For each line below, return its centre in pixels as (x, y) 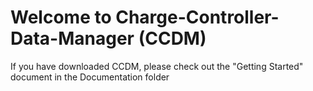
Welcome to (61, 17)
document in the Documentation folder (90, 77)
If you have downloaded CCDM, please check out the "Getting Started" (157, 66)
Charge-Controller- (197, 17)
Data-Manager (72, 38)
